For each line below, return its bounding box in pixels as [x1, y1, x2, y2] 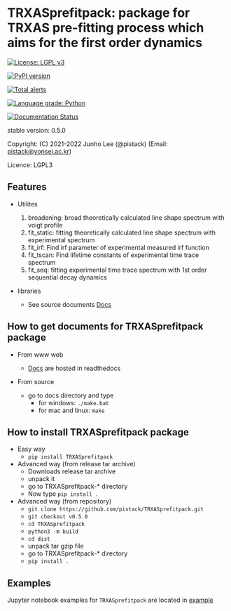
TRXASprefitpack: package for [7, 5, 190, 21]
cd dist [27, 536, 50, 543]
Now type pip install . [27, 490, 99, 498]
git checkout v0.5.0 [27, 513, 88, 520]
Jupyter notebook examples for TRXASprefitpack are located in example [7, 596, 213, 605]
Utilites [17, 199, 38, 208]
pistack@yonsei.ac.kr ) [7, 147, 72, 155]
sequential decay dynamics [27, 272, 107, 282]
